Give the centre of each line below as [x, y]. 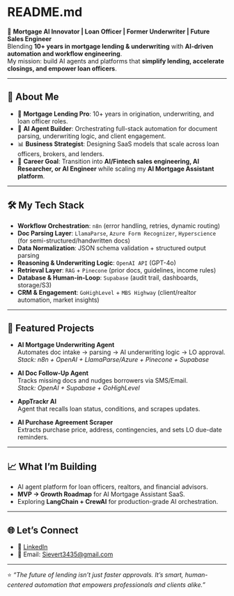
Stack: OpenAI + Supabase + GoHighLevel [79, 388]
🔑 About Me [33, 97]
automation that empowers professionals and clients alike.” [120, 585]
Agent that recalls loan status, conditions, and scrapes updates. [109, 409]
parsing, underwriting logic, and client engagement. [91, 136]
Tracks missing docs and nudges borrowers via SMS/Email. [102, 381]
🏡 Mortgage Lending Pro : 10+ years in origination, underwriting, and [116, 114]
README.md [45, 12]
